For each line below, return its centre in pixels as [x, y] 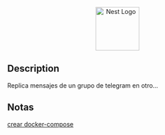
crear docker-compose [41, 124]
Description [33, 69]
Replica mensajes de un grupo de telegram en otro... [83, 85]
